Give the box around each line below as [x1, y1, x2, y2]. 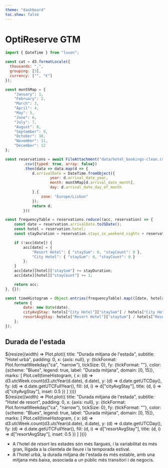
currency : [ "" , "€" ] [9, 73, 52, 78]
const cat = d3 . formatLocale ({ [5, 59, 70, 64]
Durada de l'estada [5, 337, 65, 346]
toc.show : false [5, 12, 39, 17]
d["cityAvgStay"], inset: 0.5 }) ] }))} [5, 388, 76, 394]
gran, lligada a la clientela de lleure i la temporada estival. [12, 446, 131, 452]
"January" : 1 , [14, 91, 43, 97]
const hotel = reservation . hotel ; [14, 226, 86, 231]
